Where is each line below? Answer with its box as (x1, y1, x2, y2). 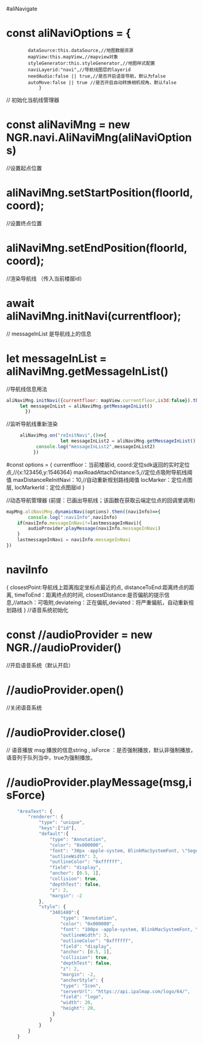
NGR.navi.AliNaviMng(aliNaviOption (6, 131, 192, 145)
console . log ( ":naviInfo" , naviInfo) (28, 514, 118, 520)
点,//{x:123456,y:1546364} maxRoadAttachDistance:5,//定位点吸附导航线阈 (6, 469, 193, 476)
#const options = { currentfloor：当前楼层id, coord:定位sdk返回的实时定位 (6, 461, 190, 468)
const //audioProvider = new (6, 628, 153, 641)
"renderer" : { (28, 814, 63, 820)
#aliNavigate (6, 5, 38, 12)
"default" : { (38, 831, 69, 837)
